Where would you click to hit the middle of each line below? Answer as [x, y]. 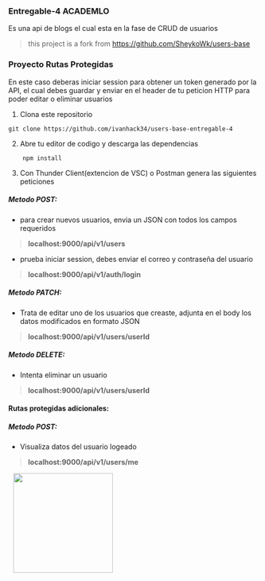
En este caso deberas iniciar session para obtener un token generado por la [132, 82]
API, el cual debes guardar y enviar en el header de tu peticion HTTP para [129, 90]
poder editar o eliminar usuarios [60, 99]
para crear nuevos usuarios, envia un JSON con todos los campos [128, 220]
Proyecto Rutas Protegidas [61, 64]
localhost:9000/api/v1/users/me [83, 462]
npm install [42, 158]
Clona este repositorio [56, 114]
